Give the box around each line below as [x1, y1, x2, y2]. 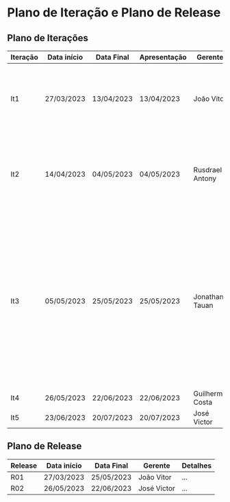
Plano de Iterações [7, 32, 89, 44]
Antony [193, 174, 217, 183]
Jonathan [193, 292, 224, 301]
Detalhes [181, 461, 212, 470]
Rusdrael [193, 165, 222, 174]
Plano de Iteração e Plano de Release [7, 5, 221, 21]
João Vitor [138, 472, 172, 481]
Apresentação [139, 53, 187, 62]
